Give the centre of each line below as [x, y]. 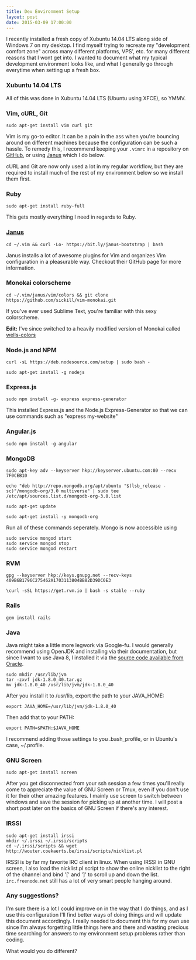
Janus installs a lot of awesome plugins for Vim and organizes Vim [86, 255]
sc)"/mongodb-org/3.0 [32, 491]
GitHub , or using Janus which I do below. [56, 155]
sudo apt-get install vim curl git [49, 125]
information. [21, 268]
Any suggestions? [32, 896]
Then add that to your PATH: [40, 717]
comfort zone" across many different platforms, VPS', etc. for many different [98, 52]
